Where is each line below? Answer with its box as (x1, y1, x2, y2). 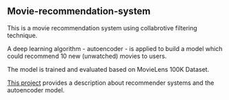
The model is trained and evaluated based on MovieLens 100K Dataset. (7, 65, 210, 73)
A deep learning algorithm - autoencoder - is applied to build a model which (7, 44, 223, 52)
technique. (7, 31, 38, 39)
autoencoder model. (7, 86, 65, 94)
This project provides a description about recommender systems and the (7, 79, 215, 87)
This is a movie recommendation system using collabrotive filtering (7, 23, 198, 32)
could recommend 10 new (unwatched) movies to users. (7, 52, 167, 60)
